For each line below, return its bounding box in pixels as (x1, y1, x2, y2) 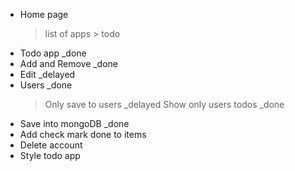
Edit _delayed (19, 69, 76, 80)
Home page (19, 9, 69, 20)
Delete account (19, 139, 83, 151)
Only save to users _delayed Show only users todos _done (44, 99, 285, 110)
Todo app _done (19, 47, 87, 59)
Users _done (19, 79, 73, 91)
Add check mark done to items (19, 129, 147, 140)
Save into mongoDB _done (19, 118, 130, 129)
